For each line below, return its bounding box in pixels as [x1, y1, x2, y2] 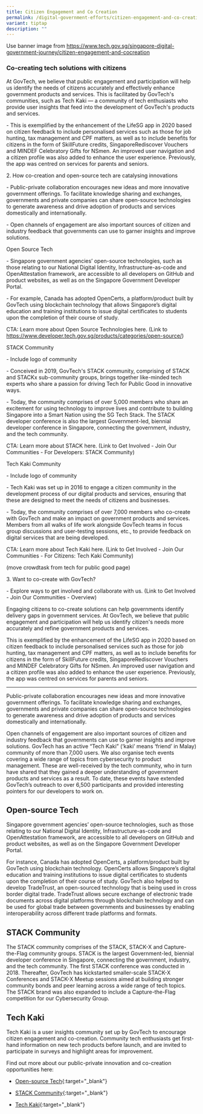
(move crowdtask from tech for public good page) [6, 564, 131, 571]
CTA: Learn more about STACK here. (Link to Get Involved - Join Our [6, 442, 177, 449]
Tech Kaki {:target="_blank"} [14, 1101, 86, 1108]
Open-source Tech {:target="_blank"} [14, 1077, 108, 1084]
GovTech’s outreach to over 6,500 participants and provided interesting [6, 781, 184, 788]
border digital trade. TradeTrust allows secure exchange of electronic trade [6, 890, 193, 898]
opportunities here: [6, 1066, 54, 1073]
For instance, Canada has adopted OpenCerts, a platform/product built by [6, 858, 190, 865]
